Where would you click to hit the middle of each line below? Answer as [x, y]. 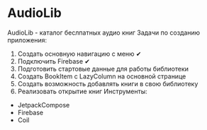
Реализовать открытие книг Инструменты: [82, 91]
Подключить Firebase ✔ [54, 61]
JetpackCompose [44, 105]
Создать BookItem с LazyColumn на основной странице [102, 76]
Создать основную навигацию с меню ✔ [79, 54]
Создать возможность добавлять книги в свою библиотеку [108, 83]
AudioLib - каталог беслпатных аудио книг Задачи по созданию [104, 32]
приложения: [27, 40]
